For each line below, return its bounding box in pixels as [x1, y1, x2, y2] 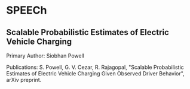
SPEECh [6, 4, 47, 17]
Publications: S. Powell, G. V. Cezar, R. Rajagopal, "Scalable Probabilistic [6, 63, 184, 71]
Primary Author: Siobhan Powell [6, 52, 85, 59]
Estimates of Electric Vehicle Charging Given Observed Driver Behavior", [6, 70, 185, 77]
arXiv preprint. [6, 77, 42, 83]
